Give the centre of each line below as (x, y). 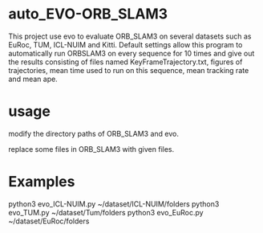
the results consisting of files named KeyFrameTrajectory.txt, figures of (125, 62)
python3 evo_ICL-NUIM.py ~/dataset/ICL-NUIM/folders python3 (114, 204)
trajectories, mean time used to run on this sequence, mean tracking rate (129, 70)
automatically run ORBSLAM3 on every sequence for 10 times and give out (131, 53)
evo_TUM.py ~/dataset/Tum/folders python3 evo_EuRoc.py (106, 212)
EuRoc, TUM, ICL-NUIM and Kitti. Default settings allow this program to (125, 44)
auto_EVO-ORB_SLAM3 (88, 14)
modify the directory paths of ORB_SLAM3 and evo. (93, 133)
